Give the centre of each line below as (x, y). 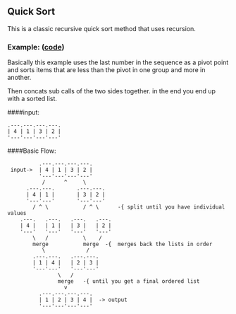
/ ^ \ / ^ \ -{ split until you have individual (129, 207)
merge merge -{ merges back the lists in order (123, 244)
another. (19, 78)
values (17, 214)
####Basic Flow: (32, 151)
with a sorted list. (32, 99)
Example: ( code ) (36, 47)
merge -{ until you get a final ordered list (129, 281)
